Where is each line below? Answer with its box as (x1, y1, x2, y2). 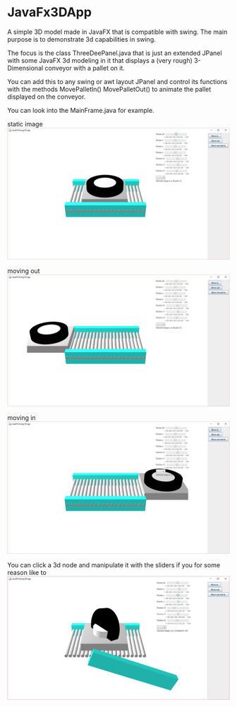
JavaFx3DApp (7, 4, 92, 20)
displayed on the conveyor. (7, 92, 86, 101)
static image (7, 119, 44, 128)
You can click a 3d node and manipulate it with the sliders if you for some (7, 560, 221, 569)
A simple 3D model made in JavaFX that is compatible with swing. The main (7, 28, 228, 36)
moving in (7, 413, 37, 422)
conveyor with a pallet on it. (44, 64, 126, 72)
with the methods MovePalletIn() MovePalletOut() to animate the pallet (7, 85, 212, 93)
